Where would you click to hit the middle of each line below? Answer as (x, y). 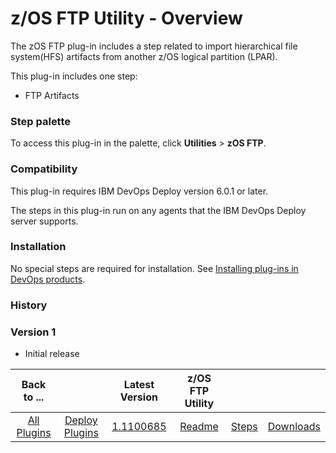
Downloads (294, 427)
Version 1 (33, 332)
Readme (199, 427)
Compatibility (44, 169)
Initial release (52, 354)
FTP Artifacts (52, 95)
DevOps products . (48, 279)
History (29, 305)
